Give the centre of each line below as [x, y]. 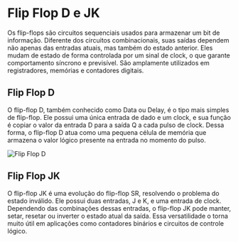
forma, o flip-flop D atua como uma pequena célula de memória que [107, 132]
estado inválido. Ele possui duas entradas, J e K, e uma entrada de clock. [114, 201]
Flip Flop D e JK [54, 13]
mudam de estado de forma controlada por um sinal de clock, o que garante [119, 55]
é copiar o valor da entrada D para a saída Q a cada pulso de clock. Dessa [116, 125]
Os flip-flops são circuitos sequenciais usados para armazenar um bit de [114, 33]
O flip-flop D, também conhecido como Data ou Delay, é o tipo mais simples [118, 110]
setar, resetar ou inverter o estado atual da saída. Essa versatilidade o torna [118, 216]
